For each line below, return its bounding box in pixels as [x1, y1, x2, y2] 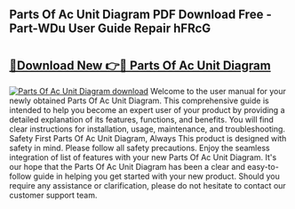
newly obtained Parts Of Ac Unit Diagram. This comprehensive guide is [9, 95, 269, 106]
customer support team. [9, 190, 98, 200]
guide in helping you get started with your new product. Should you [33, 171, 280, 181]
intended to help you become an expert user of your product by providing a [9, 105, 286, 115]
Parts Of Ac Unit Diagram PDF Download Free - [9, 7, 273, 22]
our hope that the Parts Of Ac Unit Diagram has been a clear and [9, 162, 246, 172]
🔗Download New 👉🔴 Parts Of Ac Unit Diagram [9, 58, 271, 73]
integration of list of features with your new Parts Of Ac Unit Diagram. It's [9, 152, 277, 163]
